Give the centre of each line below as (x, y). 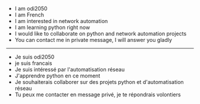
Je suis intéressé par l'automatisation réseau (70, 69)
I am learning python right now (52, 27)
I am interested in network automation (61, 21)
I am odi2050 (31, 9)
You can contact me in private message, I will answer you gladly (93, 40)
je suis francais (33, 63)
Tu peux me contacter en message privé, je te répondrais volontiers (98, 95)
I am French (29, 15)
